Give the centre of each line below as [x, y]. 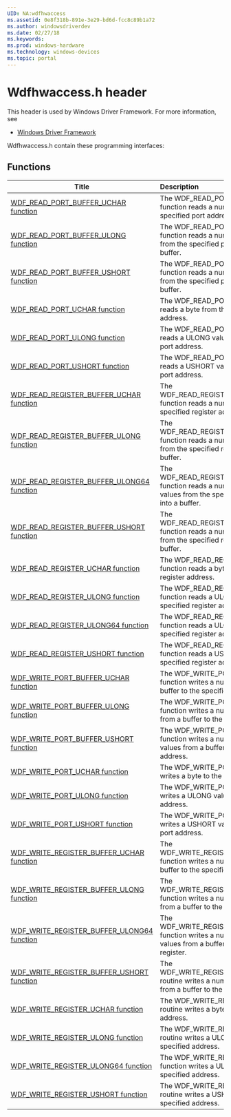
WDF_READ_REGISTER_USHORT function [77, 654]
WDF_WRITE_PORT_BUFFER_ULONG [70, 706]
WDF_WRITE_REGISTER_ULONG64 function [81, 1066]
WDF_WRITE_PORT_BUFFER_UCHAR [70, 678]
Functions [29, 167]
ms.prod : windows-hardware [46, 45]
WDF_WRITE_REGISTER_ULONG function [77, 1037]
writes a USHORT [188, 824]
